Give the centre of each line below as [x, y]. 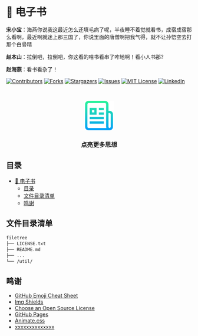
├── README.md [24, 250]
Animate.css [30, 321]
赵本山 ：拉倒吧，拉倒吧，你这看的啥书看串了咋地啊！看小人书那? [85, 57]
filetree [17, 238]
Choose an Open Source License [55, 308]
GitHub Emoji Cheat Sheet [46, 296]
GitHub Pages [32, 314]
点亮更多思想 [99, 144]
